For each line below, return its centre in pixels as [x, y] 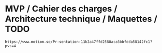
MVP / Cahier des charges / [61, 9]
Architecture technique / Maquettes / [81, 19]
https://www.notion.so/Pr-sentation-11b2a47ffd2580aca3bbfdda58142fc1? [79, 42]
